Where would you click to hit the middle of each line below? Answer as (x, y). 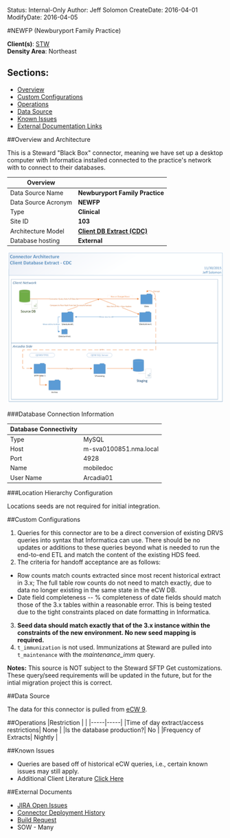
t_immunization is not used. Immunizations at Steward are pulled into (114, 647)
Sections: (28, 73)
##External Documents (39, 792)
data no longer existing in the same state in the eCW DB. (97, 590)
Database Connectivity (44, 429)
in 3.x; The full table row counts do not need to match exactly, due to (114, 583)
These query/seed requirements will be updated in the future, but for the (110, 675)
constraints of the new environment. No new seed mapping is (107, 632)
